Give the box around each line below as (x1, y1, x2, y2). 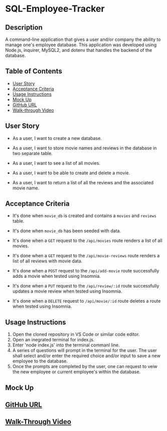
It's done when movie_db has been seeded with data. (12, 228, 121, 234)
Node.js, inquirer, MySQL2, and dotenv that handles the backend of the (5, 47, 152, 53)
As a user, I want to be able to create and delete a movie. (12, 170, 130, 176)
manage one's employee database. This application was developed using (5, 42, 157, 48)
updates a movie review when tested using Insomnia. (12, 288, 122, 295)
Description (5, 23, 43, 32)
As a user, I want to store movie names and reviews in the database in (12, 145, 157, 151)
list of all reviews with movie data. (12, 258, 83, 264)
